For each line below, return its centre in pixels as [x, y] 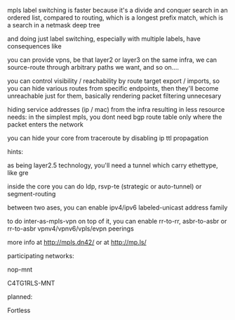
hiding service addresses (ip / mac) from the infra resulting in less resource [116, 109]
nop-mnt [20, 269]
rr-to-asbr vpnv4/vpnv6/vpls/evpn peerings [71, 229]
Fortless [19, 310]
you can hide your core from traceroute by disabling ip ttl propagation [108, 138]
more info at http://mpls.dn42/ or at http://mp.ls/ [77, 242]
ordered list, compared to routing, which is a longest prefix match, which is [115, 18]
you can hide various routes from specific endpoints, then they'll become [113, 88]
